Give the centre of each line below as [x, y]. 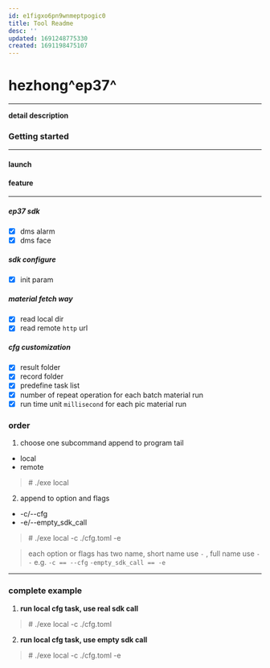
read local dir [42, 319]
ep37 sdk [24, 211]
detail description [39, 116]
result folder [40, 367]
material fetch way [41, 298]
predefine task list [50, 386]
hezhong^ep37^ [63, 86]
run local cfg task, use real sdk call [79, 608]
